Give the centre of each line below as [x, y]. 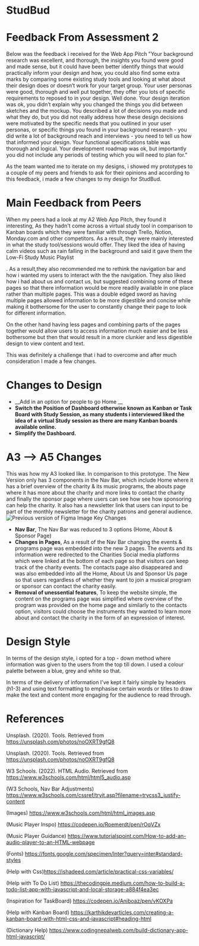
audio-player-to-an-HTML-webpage [50, 842]
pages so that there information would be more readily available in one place [100, 288]
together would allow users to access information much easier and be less [97, 331]
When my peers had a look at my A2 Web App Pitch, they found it [86, 220]
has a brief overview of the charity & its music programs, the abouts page [96, 486]
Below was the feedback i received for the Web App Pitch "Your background [99, 54]
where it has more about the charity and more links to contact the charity [95, 492]
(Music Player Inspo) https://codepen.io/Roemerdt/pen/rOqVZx [83, 824]
